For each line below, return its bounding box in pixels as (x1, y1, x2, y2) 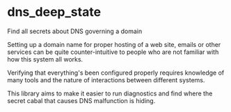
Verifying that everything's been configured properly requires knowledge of (7, 68, 225, 77)
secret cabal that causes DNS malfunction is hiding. (7, 96, 156, 104)
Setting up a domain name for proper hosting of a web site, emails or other (7, 40, 221, 48)
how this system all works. (7, 55, 83, 63)
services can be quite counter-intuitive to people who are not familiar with (7, 48, 219, 56)
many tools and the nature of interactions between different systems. (7, 75, 205, 84)
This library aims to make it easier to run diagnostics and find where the (7, 89, 213, 97)
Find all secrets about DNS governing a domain (7, 27, 143, 35)
